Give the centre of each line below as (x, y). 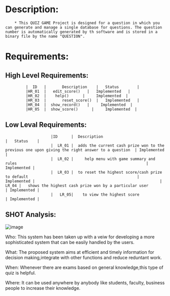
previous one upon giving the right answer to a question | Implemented (85, 150)
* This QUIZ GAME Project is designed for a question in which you (87, 23)
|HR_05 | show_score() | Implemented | (81, 109)
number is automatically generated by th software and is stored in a (81, 32)
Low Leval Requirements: (46, 125)
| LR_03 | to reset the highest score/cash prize (106, 172)
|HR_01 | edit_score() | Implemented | (78, 91)
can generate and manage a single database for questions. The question (84, 27)
